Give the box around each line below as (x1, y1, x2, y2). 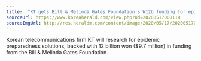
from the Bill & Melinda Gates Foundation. (6, 49, 109, 56)
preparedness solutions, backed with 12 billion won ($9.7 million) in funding (6, 42, 192, 50)
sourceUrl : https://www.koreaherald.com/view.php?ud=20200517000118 (6, 14, 181, 20)
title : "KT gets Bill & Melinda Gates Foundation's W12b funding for (6, 8, 186, 15)
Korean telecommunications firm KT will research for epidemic (6, 36, 160, 44)
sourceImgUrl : (6, 20, 42, 26)
